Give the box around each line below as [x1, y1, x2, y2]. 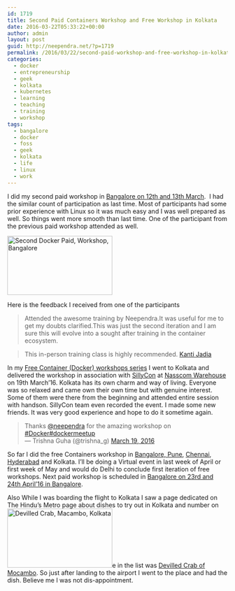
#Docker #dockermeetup [24, 429, 96, 437]
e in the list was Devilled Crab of [112, 561, 206, 569]
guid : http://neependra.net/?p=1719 [7, 43, 114, 50]
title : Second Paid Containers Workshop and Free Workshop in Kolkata [7, 17, 218, 24]
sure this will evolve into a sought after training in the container [24, 329, 206, 337]
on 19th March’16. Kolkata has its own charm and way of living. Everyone [7, 378, 217, 387]
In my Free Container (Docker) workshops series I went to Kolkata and [7, 363, 210, 371]
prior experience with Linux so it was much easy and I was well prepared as [7, 207, 226, 215]
